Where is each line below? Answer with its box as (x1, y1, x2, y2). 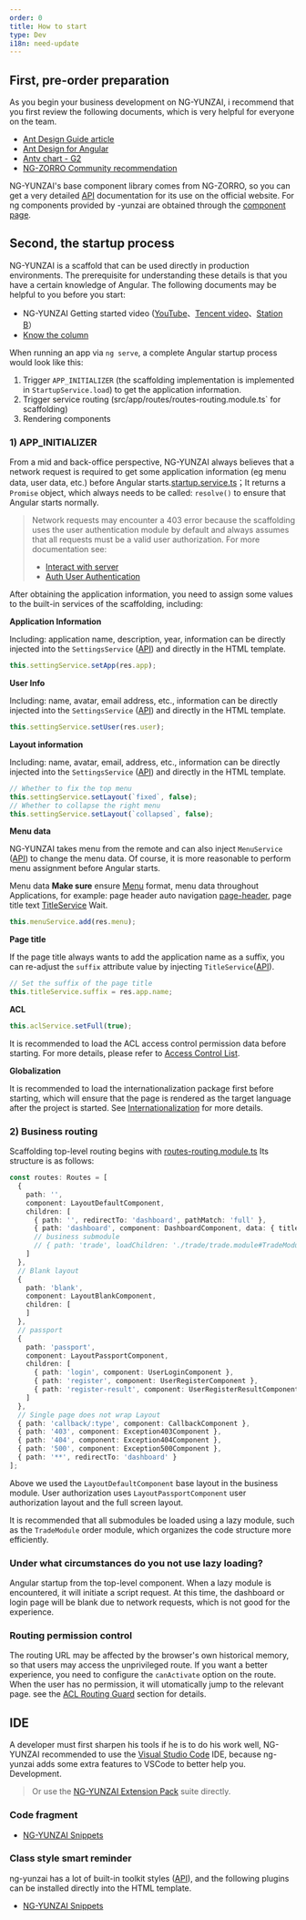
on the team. (9, 116, 57, 128)
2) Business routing (9, 1124, 98, 1137)
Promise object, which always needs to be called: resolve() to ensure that (9, 488, 287, 498)
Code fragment (9, 1809, 78, 1822)
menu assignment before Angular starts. (9, 863, 161, 874)
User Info (9, 678, 46, 689)
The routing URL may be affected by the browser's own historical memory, (9, 1650, 290, 1661)
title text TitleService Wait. (9, 899, 108, 911)
